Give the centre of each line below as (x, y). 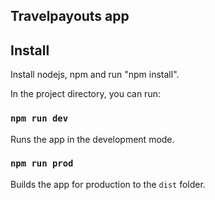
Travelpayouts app (70, 16)
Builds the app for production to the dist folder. (108, 184)
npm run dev (39, 118)
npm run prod (42, 163)
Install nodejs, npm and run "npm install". (95, 75)
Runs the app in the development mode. (92, 139)
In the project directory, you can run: (85, 94)
